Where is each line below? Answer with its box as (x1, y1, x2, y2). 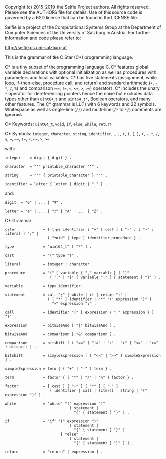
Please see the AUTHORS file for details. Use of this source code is (5, 9, 143, 15)
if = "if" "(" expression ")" (5, 419, 99, 424)
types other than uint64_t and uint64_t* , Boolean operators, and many (5, 96, 151, 102)
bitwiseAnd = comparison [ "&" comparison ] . (5, 332, 116, 337)
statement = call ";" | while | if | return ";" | (5, 292, 127, 297)
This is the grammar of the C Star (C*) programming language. (5, 54, 134, 60)
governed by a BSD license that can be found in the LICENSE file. (5, 15, 138, 20)
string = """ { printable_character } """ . (5, 173, 108, 178)
